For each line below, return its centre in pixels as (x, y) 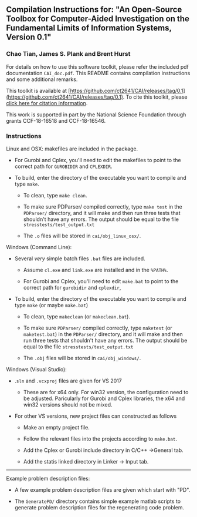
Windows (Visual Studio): (37, 369)
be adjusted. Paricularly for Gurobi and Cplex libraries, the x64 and (104, 398)
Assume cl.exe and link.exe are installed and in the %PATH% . (96, 270)
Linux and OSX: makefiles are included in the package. (72, 149)
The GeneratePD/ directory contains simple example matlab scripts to (97, 501)
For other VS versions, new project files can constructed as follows (96, 416)
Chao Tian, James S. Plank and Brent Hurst (68, 54)
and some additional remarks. (42, 79)
